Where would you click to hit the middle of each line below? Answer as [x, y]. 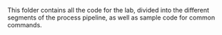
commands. [25, 25]
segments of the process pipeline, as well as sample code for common [111, 17]
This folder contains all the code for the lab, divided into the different [108, 10]
